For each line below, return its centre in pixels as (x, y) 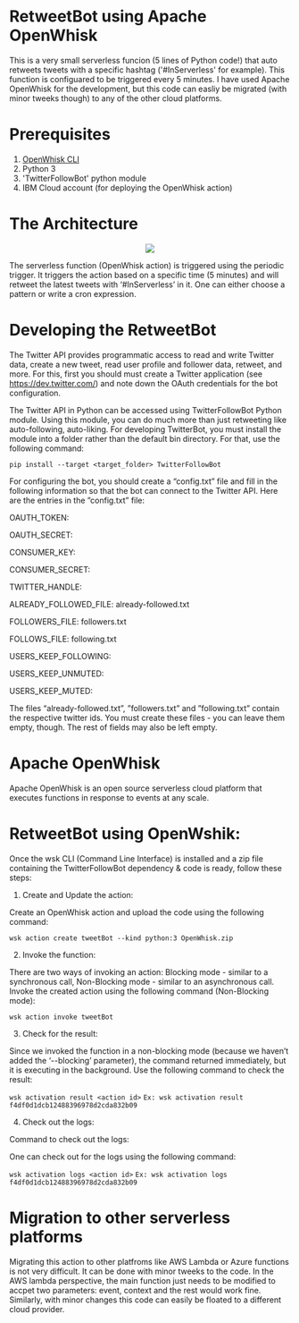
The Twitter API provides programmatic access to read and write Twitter (142, 354)
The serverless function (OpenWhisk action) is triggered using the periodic (147, 265)
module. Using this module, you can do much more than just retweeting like (148, 420)
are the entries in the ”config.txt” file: (77, 500)
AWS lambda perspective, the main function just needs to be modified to (143, 1280)
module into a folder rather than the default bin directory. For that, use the (145, 438)
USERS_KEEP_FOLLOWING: (60, 656)
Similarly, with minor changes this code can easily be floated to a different (145, 1300)
